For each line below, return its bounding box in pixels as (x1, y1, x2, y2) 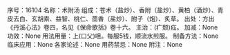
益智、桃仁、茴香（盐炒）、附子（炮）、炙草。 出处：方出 (55, 14, 215, 23)
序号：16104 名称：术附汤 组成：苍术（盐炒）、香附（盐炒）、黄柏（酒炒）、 (7, 6, 218, 14)
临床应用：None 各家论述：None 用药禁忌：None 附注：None (7, 41, 183, 48)
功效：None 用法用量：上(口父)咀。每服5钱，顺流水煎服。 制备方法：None (7, 32, 219, 40)
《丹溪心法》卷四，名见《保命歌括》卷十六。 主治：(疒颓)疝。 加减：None (7, 23, 218, 31)
